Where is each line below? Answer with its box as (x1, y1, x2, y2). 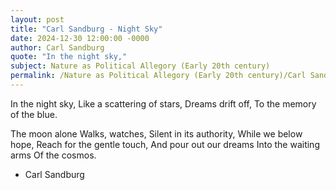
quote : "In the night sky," (10, 52, 128, 62)
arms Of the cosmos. (10, 149, 97, 161)
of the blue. (10, 108, 58, 120)
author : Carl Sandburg (10, 42, 105, 53)
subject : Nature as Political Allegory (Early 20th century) (10, 61, 271, 71)
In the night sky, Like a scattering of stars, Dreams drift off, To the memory (10, 97, 317, 110)
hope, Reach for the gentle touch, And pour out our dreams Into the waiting (10, 138, 320, 150)
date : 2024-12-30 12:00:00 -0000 (10, 33, 150, 43)
